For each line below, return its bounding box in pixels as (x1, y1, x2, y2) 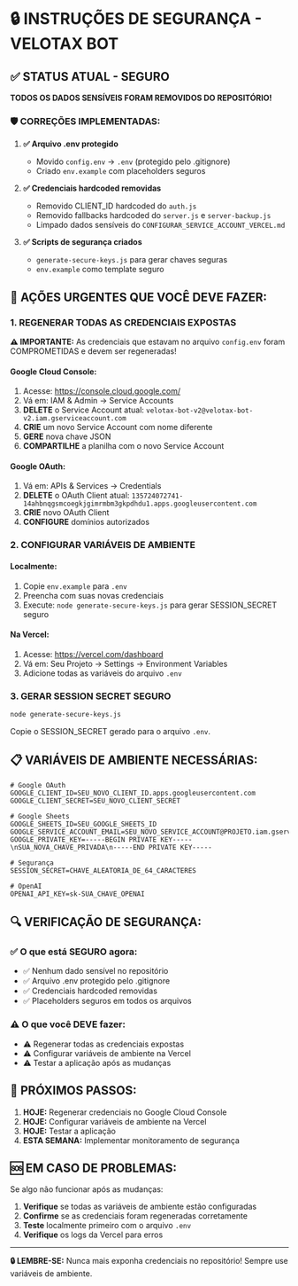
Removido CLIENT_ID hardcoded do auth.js (35, 200, 197, 211)
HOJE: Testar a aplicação (22, 1125, 116, 1136)
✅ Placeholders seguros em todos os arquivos (22, 996, 193, 1007)
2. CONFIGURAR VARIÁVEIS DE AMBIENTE (10, 539, 195, 552)
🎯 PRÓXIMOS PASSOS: (10, 1083, 137, 1098)
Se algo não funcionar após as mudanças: (10, 1184, 164, 1195)
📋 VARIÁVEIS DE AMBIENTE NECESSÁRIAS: (10, 753, 258, 768)
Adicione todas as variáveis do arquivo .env (22, 668, 182, 678)
